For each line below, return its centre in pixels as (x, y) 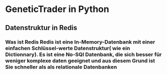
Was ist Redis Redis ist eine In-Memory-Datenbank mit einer (80, 42)
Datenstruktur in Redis (41, 28)
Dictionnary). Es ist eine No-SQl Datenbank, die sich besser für (83, 54)
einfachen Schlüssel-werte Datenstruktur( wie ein (68, 48)
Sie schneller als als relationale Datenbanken (61, 67)
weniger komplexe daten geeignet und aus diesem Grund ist (80, 60)
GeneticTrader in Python (57, 9)
